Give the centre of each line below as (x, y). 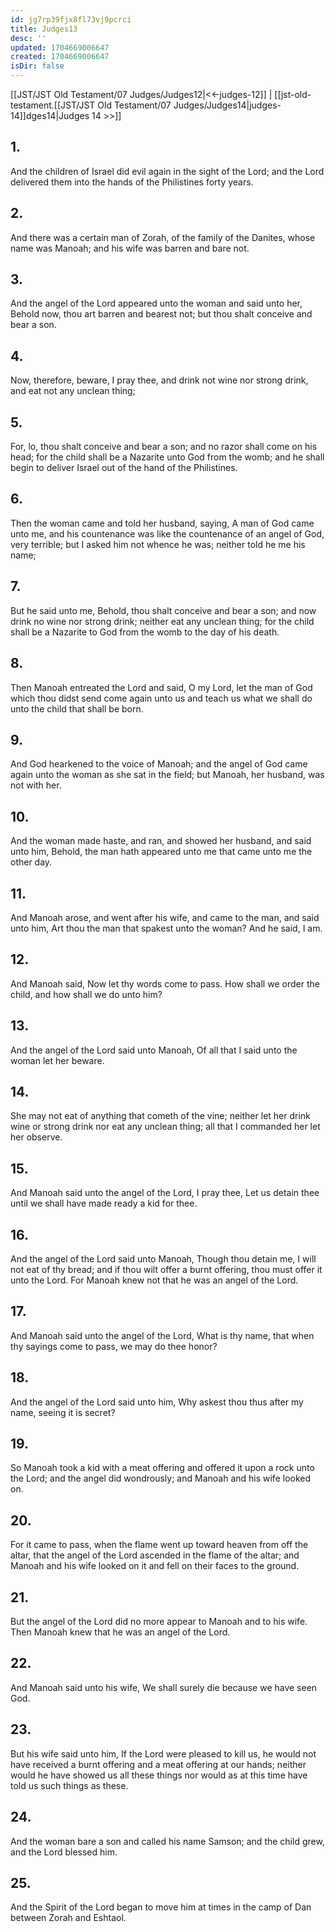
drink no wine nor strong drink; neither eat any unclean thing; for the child (162, 621)
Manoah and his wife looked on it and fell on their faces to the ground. (155, 1566)
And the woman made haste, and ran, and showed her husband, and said (161, 841)
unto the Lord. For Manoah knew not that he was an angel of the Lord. (154, 1280)
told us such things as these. (69, 1785)
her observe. (36, 1137)
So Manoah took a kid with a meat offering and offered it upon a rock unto (162, 1468)
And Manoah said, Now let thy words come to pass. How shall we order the (165, 983)
